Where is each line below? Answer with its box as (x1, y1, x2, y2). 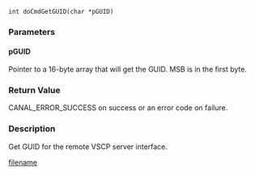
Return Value (8, 85, 61, 96)
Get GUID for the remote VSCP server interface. (8, 142, 168, 152)
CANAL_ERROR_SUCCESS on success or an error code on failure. (8, 103, 228, 113)
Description (8, 123, 56, 134)
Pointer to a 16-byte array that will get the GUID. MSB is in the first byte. (8, 65, 247, 75)
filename (8, 157, 38, 167)
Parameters (8, 26, 55, 37)
